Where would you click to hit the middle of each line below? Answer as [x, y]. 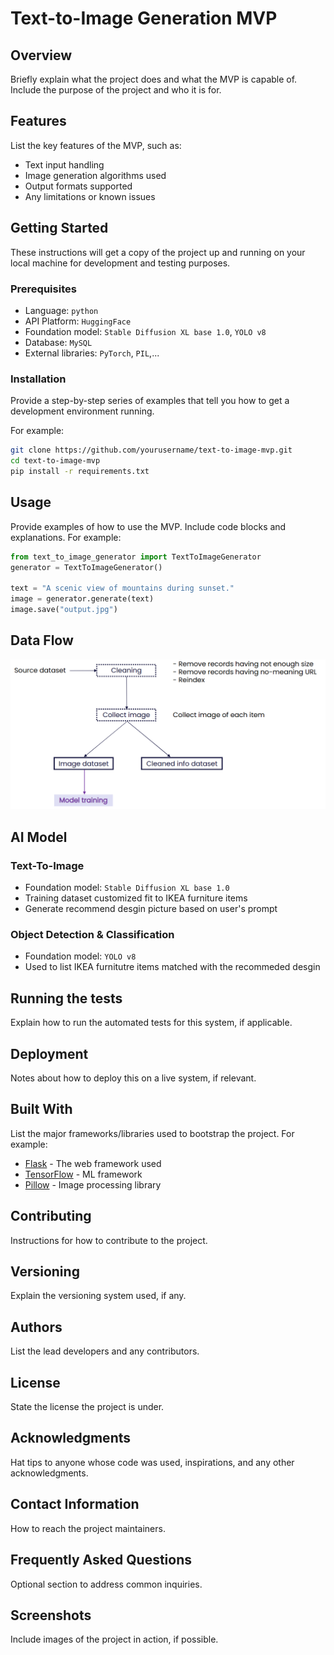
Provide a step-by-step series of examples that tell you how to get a [150, 401]
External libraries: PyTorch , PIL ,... [92, 353]
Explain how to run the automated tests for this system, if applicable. [151, 1023]
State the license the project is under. [87, 1407]
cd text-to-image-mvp [55, 461]
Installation [38, 379]
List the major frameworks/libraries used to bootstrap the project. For [152, 1133]
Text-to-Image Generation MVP [144, 18]
